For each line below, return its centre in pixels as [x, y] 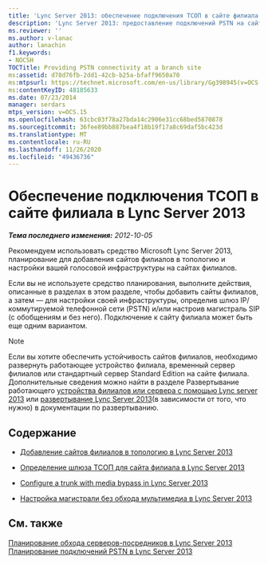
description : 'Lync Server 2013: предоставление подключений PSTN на [126, 23]
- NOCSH [21, 61]
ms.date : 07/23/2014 [43, 97]
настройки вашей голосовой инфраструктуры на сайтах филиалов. [123, 268]
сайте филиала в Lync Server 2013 [127, 213]
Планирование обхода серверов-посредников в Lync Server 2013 [120, 542]
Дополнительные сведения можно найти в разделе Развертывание [124, 382]
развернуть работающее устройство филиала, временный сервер [122, 365]
